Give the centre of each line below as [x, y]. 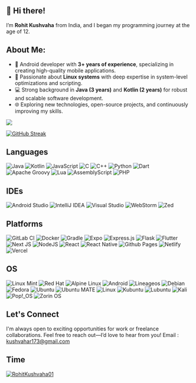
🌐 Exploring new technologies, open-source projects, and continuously [101, 104]
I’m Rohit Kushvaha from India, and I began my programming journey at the [98, 25]
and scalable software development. [59, 98]
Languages [27, 152]
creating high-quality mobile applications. [65, 70]
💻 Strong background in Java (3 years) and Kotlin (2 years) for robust [101, 90]
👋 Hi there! [26, 11]
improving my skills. [39, 111]
